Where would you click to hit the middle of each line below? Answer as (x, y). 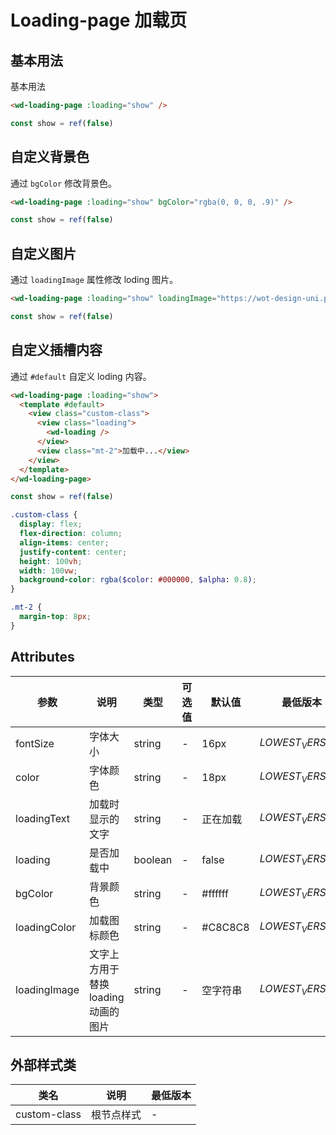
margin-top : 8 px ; (55, 617)
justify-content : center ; (73, 552)
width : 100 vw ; (48, 571)
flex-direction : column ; (71, 534)
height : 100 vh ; (51, 561)
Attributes (42, 657)
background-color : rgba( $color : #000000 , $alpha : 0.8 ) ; (138, 580)
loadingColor (46, 927)
